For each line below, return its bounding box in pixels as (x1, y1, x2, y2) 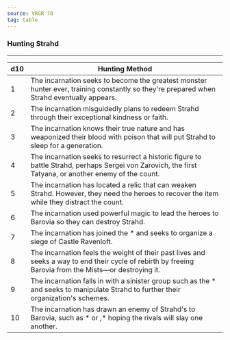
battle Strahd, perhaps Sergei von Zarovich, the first (30, 160, 197, 170)
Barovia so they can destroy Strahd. (30, 217, 145, 226)
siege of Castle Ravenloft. (30, 236, 113, 246)
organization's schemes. (30, 293, 110, 302)
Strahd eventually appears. (30, 93, 117, 102)
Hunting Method (98, 64, 153, 73)
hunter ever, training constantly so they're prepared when (30, 84, 216, 93)
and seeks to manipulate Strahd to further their (30, 284, 181, 294)
